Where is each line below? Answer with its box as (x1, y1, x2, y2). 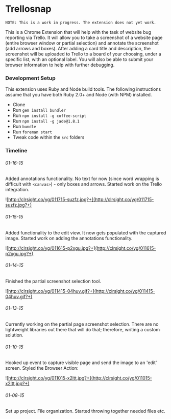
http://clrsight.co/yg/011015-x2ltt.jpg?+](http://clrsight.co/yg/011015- (8, 375, 152, 381)
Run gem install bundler (12, 107, 66, 113)
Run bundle (12, 124, 37, 130)
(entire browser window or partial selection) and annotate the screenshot (5, 39, 159, 46)
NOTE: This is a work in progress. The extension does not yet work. (5, 20, 157, 25)
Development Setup (5, 74, 56, 82)
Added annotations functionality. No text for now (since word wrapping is (5, 175, 159, 182)
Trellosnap (5, 3, 52, 15)
